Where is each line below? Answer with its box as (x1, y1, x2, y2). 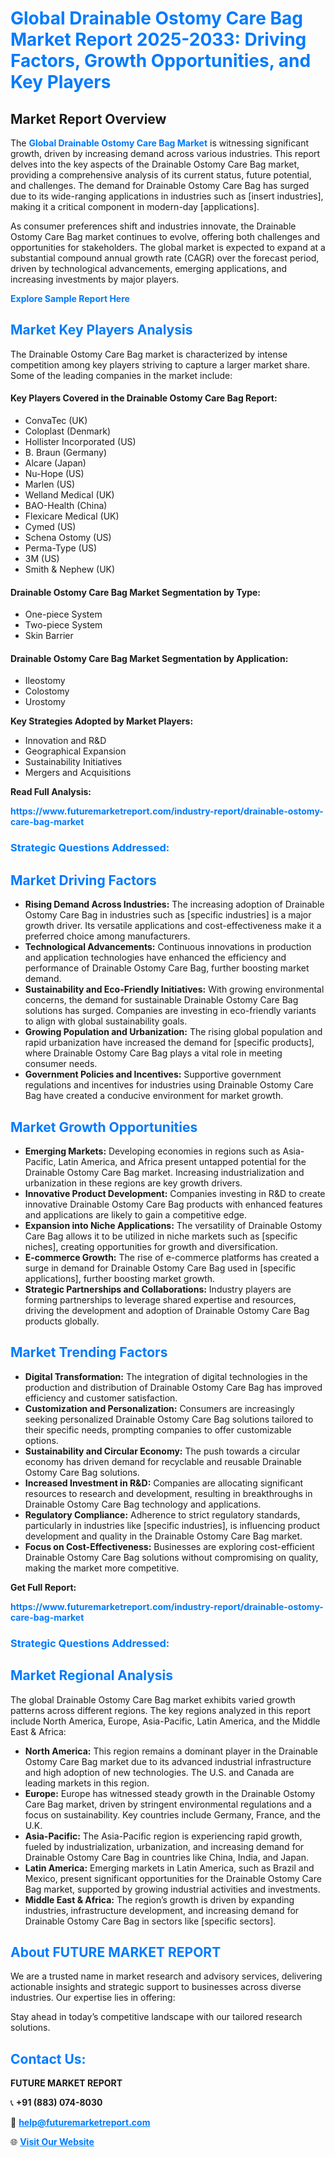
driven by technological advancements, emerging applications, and (10, 263, 288, 274)
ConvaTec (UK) (24, 415, 88, 427)
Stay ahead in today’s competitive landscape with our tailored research (10, 2011, 303, 2023)
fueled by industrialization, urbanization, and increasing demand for (24, 1840, 305, 1852)
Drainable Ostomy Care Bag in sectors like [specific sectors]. (24, 1915, 277, 1927)
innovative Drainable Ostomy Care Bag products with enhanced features (24, 1198, 323, 1210)
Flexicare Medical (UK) (24, 510, 120, 522)
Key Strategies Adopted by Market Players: (10, 715, 194, 727)
